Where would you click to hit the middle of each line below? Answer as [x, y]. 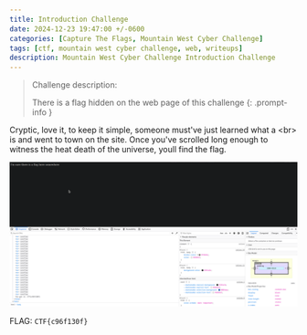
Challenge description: [74, 85]
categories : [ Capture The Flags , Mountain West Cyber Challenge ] [136, 38]
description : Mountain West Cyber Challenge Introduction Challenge [143, 58]
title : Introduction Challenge [69, 19]
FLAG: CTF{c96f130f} [49, 321]
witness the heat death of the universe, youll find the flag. [118, 150]
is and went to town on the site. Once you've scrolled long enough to [139, 140]
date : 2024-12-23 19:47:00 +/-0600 [77, 29]
